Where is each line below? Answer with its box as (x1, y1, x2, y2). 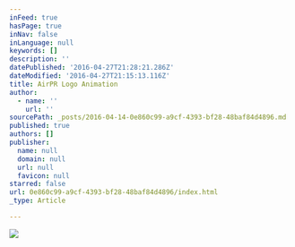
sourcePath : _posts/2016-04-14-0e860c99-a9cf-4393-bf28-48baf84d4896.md (9, 113, 287, 122)
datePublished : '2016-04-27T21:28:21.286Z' (9, 64, 175, 72)
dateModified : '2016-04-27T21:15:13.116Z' (9, 72, 170, 81)
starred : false (9, 180, 66, 189)
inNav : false (9, 30, 58, 38)
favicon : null (17, 171, 70, 180)
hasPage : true (9, 21, 63, 30)
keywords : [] (9, 47, 58, 55)
